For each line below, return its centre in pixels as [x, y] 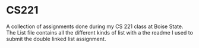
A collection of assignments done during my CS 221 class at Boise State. [95, 26]
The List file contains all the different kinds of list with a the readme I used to [99, 32]
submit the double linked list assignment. [56, 39]
